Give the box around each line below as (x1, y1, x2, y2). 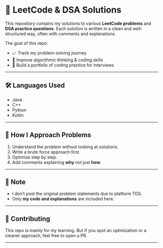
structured (5, 31, 26, 36)
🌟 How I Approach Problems (5, 131, 91, 139)
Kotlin (12, 112, 24, 118)
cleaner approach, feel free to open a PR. (5, 233, 87, 239)
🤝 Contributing (5, 214, 50, 223)
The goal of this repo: (5, 40, 49, 46)
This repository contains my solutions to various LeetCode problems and (5, 20, 151, 26)
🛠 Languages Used (5, 81, 65, 89)
